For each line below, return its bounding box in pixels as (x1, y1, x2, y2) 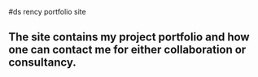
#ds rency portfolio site (8, 7, 87, 16)
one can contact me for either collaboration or (8, 43, 247, 57)
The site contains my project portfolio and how (8, 30, 250, 44)
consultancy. (8, 56, 77, 70)
